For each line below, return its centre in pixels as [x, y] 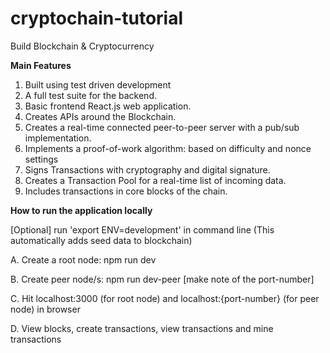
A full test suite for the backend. [90, 95]
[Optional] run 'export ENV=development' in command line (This [142, 229]
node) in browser [45, 309]
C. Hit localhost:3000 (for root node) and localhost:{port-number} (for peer [165, 298]
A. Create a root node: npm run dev [83, 259]
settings [41, 159]
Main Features [41, 65]
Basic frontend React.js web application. [108, 106]
